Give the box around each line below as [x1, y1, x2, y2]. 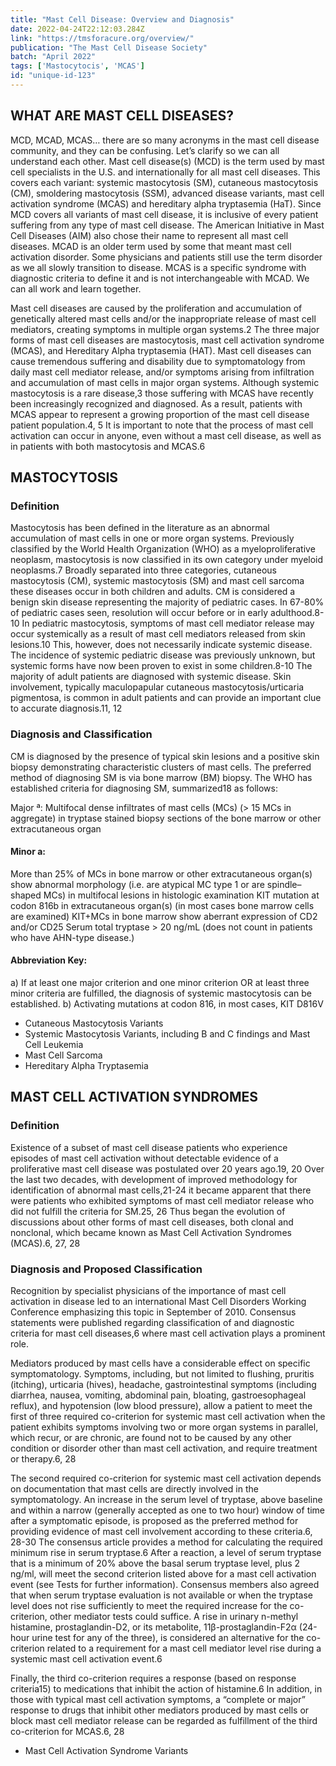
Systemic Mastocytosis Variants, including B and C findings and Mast [24, 1028, 311, 1040]
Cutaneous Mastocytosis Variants [24, 1017, 164, 1030]
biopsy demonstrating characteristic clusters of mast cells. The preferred [10, 761, 312, 773]
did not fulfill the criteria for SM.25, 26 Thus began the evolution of [10, 1205, 286, 1217]
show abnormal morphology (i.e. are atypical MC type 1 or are [10, 878, 265, 890]
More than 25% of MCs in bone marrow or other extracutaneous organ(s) [10, 867, 313, 880]
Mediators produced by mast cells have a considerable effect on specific [10, 1357, 311, 1370]
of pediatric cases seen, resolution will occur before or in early [10, 607, 269, 619]
